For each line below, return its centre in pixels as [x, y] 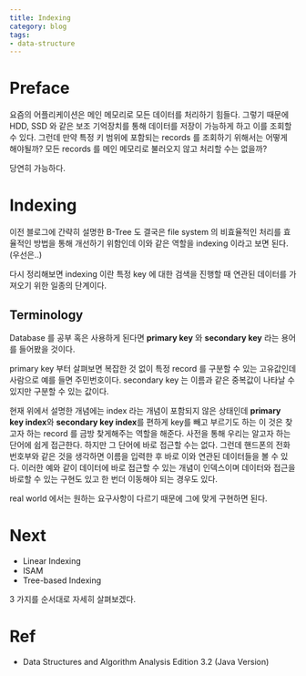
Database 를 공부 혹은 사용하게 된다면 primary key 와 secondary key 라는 [144, 337]
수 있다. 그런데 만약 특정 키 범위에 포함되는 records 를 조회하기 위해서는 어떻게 [149, 138]
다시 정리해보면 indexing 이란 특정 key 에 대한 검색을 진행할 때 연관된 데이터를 [148, 274]
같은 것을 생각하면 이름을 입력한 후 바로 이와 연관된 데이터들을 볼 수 [160, 456]
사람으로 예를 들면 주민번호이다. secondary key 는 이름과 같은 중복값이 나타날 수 [153, 380]
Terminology [46, 315]
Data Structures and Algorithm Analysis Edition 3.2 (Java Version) [146, 661]
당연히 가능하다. [38, 169]
